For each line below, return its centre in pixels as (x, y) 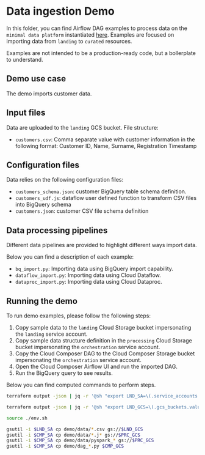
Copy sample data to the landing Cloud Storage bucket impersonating (103, 327)
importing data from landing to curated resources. (69, 41)
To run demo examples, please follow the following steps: (79, 316)
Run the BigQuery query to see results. (64, 373)
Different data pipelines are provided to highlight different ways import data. (102, 245)
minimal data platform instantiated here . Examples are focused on (90, 34)
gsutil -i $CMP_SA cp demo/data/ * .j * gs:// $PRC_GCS (73, 435)
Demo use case (36, 79)
